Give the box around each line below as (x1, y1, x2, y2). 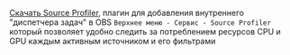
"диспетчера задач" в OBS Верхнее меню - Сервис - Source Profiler (9, 17, 272, 27)
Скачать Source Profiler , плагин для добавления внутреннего (9, 8, 245, 18)
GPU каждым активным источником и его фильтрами (9, 35, 216, 46)
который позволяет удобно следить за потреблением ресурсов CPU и (9, 27, 281, 36)
